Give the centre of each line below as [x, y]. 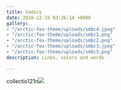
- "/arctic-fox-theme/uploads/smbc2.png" [60, 40]
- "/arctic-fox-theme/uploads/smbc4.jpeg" [61, 29]
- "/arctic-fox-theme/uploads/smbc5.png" [60, 52]
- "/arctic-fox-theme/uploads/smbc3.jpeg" [61, 47]
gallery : [17, 23]
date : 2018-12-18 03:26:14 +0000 [49, 18]
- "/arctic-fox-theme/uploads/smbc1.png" [60, 35]
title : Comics [24, 12]
